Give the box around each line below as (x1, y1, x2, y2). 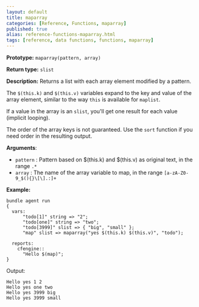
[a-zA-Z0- (164, 170, 189, 176)
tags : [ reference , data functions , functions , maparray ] (6, 37, 154, 43)
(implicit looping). (6, 114, 51, 121)
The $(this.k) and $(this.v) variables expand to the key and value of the (6, 90, 192, 96)
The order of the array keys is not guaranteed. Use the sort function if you (6, 126, 193, 133)
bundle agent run (6, 198, 51, 204)
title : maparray (6, 15, 47, 21)
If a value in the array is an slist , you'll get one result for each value (6, 108, 178, 115)
